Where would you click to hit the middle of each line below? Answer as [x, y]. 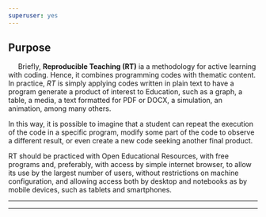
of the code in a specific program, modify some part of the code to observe [131, 132]
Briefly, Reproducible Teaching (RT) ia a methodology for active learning [137, 67]
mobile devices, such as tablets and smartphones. [90, 190]
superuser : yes [33, 15]
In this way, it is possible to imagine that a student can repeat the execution [131, 124]
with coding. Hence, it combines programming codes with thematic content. [132, 75]
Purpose [30, 48]
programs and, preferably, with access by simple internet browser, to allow [130, 165]
